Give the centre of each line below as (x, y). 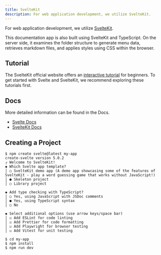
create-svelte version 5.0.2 (35, 158)
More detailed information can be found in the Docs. (57, 112)
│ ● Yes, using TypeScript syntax (40, 201)
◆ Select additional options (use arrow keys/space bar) (64, 213)
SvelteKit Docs (27, 127)
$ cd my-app (17, 239)
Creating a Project (33, 142)
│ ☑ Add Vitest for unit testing (39, 231)
